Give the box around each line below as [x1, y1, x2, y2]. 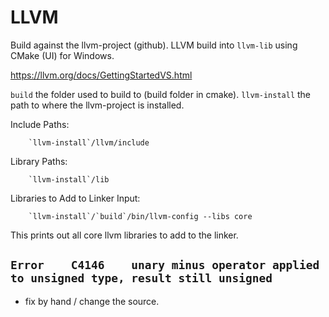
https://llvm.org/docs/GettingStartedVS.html [10, 69, 193, 81]
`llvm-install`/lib [28, 174, 110, 185]
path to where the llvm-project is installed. [10, 99, 185, 111]
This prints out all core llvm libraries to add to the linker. [10, 229, 239, 241]
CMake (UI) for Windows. [10, 49, 115, 61]
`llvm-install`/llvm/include [28, 137, 150, 148]
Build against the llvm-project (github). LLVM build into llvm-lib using [10, 39, 298, 51]
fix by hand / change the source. [24, 295, 160, 307]
